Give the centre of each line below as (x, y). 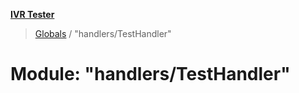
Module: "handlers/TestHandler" (150, 74)
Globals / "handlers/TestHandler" (103, 33)
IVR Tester (32, 14)
